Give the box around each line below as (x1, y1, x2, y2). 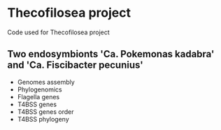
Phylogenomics (17, 85, 62, 94)
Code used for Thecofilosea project (7, 28, 110, 36)
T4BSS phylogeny (17, 115, 70, 123)
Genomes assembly (17, 78, 75, 86)
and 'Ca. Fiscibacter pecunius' (7, 59, 143, 71)
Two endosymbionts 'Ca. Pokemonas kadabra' (7, 48, 215, 60)
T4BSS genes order (17, 107, 74, 116)
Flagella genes (17, 92, 60, 101)
